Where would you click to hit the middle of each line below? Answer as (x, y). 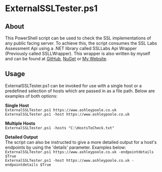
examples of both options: (31, 96)
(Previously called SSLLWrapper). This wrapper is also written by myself (78, 53)
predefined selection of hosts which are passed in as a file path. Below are (80, 91)
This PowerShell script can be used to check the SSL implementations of (78, 38)
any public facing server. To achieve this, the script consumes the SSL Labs (81, 43)
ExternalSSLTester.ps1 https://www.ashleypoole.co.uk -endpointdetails (79, 152)
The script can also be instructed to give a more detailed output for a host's (81, 142)
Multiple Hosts (20, 123)
